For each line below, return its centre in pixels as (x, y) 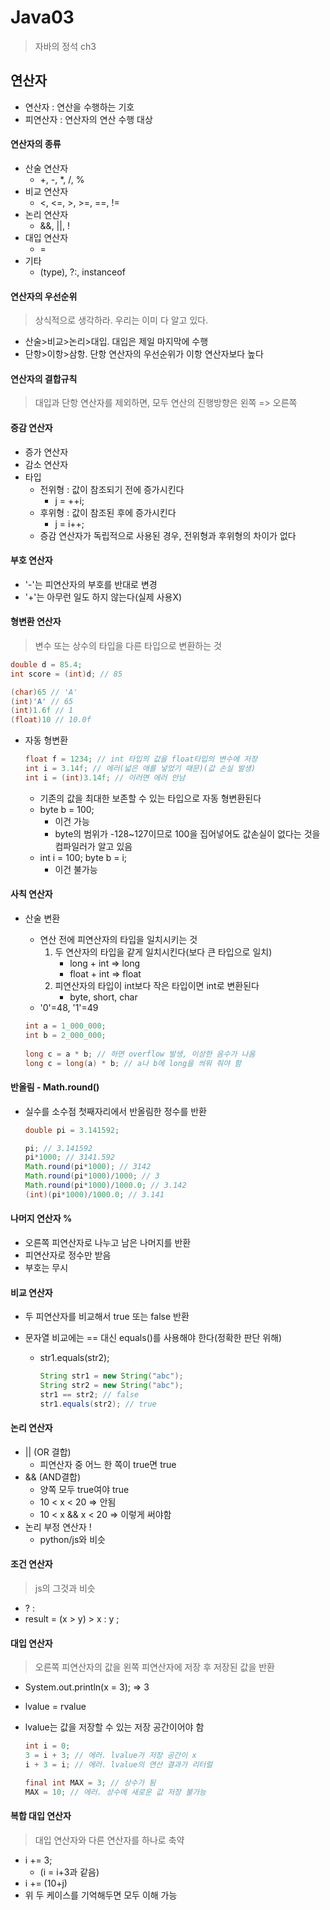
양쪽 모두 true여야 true (84, 1489)
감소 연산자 (46, 464)
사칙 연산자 (31, 894)
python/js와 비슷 (72, 1539)
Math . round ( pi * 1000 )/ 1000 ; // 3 (92, 1176)
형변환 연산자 (36, 622)
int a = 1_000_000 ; (65, 1026)
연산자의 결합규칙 (44, 378)
